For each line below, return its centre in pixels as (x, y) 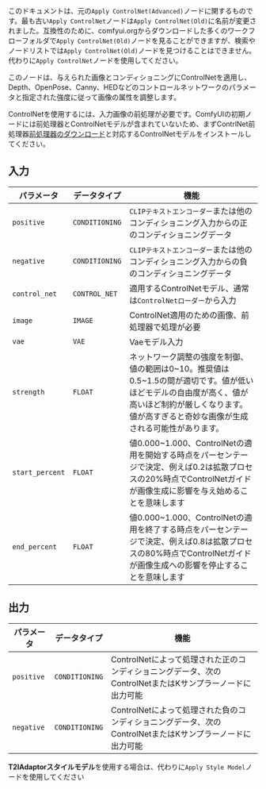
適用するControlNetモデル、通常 (189, 288)
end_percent (35, 547)
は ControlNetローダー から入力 (183, 300)
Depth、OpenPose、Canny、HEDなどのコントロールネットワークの (119, 87)
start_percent (39, 472)
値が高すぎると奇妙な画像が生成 (189, 416)
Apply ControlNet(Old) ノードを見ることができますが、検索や (156, 40)
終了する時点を (173, 529)
